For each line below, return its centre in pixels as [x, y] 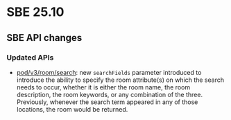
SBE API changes [44, 38]
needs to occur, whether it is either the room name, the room [103, 87]
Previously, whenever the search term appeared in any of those [107, 102]
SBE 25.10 [35, 12]
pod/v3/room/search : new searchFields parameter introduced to [109, 72]
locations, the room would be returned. [72, 109]
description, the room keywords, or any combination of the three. [109, 94]
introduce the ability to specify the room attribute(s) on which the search [120, 80]
